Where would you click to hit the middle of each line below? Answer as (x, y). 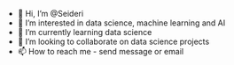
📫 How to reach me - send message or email (101, 51)
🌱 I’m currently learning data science (85, 32)
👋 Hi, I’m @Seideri (51, 14)
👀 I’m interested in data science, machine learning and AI (121, 23)
